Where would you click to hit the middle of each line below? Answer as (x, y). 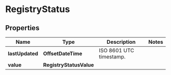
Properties (22, 28)
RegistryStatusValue (68, 65)
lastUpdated (23, 54)
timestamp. (112, 57)
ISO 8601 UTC (117, 50)
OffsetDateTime (63, 54)
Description (121, 42)
